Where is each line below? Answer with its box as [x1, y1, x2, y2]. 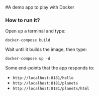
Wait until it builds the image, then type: [5, 46, 87, 52]
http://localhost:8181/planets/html [12, 86, 89, 91]
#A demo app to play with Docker [5, 4, 74, 10]
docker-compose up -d [5, 56, 51, 61]
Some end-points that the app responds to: [5, 65, 94, 71]
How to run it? [5, 16, 40, 23]
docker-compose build [5, 37, 51, 43]
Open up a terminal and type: [5, 28, 66, 34]
